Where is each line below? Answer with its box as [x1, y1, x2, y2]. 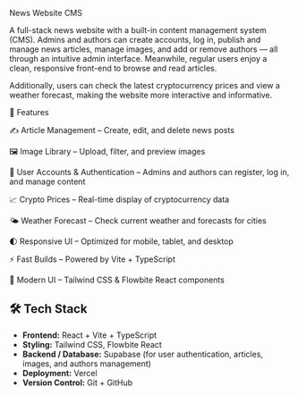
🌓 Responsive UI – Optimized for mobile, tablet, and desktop [9, 236, 234, 247]
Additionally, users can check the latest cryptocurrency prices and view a [9, 80, 280, 90]
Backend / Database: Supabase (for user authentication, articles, [21, 349, 264, 359]
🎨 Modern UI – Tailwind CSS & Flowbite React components [9, 274, 226, 285]
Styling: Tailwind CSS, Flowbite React [21, 339, 163, 349]
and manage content [9, 176, 86, 187]
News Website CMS [9, 8, 83, 18]
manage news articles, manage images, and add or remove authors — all [9, 44, 278, 55]
